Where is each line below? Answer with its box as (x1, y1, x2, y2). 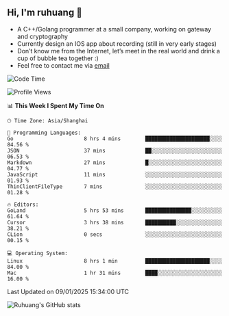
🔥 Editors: (7, 201, 39, 208)
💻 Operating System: (7, 250, 69, 256)
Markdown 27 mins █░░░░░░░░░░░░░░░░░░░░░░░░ (7, 159, 223, 166)
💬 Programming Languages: (7, 129, 81, 136)
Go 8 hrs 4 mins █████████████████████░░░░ (7, 135, 223, 142)
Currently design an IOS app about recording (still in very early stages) (16, 39, 217, 48)
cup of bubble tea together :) (16, 54, 99, 62)
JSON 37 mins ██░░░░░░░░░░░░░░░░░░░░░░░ (7, 147, 223, 154)
